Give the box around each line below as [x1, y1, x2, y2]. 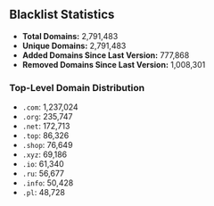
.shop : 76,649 [21, 140, 73, 151]
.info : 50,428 [21, 177, 74, 188]
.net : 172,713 [21, 120, 70, 132]
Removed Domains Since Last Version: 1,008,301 [21, 59, 206, 70]
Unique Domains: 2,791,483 [21, 40, 127, 51]
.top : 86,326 [21, 130, 70, 141]
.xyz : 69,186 [21, 149, 68, 160]
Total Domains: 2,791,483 [21, 30, 119, 41]
